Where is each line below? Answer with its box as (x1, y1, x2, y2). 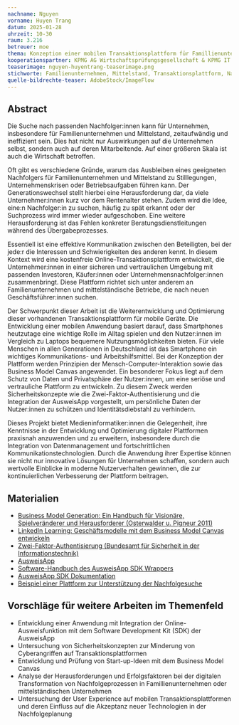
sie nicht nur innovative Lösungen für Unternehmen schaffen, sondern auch (7, 457, 230, 465)
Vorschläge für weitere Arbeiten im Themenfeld (7, 600, 224, 612)
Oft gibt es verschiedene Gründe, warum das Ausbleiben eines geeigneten (7, 166, 226, 174)
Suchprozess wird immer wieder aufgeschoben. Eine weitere (7, 211, 186, 220)
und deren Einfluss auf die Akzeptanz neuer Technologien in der (17, 702, 206, 710)
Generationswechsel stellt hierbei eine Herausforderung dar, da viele (7, 189, 209, 197)
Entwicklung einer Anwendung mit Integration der (17, 618, 164, 627)
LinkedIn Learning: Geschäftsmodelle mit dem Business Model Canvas (17, 526, 225, 534)
